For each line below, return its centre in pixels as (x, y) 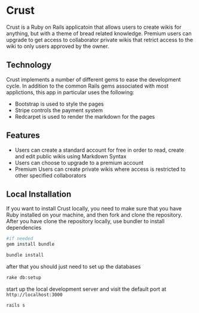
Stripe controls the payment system (59, 110)
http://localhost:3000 (34, 294)
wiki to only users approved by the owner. (58, 46)
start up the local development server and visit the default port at (86, 289)
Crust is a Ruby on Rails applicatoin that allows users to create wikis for (94, 27)
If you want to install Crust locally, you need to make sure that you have (94, 209)
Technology (29, 65)
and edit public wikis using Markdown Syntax (71, 156)
